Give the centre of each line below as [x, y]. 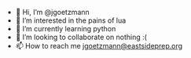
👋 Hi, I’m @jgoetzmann [53, 12]
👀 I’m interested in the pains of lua [71, 20]
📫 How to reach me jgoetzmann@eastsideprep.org [99, 46]
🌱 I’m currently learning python [66, 29]
